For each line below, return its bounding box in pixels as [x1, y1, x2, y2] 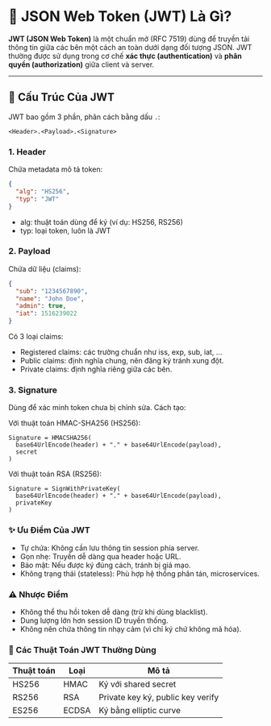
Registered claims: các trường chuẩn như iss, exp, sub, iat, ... [19, 347, 223, 357]
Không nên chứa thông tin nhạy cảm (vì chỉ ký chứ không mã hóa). [19, 624, 242, 633]
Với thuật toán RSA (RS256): [8, 469, 102, 479]
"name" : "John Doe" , [15, 294, 85, 303]
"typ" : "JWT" [15, 195, 60, 203]
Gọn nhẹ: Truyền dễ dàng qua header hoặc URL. [19, 551, 181, 561]
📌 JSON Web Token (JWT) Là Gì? [8, 7, 232, 26]
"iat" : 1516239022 [15, 309, 78, 317]
